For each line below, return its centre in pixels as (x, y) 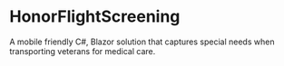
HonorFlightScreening (95, 17)
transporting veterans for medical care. (83, 51)
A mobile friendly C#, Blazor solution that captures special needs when (142, 42)
